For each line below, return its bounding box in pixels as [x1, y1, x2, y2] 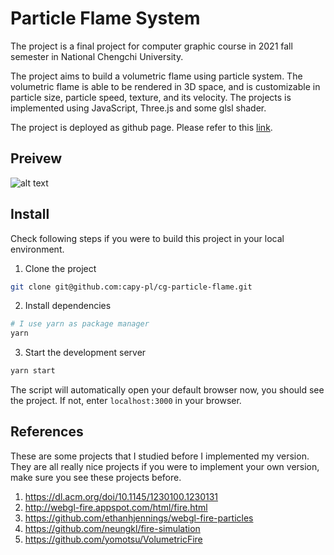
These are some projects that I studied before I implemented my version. [10, 450, 310, 462]
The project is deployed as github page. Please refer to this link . [10, 121, 273, 133]
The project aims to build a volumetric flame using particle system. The [10, 70, 303, 82]
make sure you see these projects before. [10, 471, 182, 483]
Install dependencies [24, 300, 112, 312]
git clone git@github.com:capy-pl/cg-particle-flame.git [10, 282, 253, 292]
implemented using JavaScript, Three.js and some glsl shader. [10, 102, 267, 114]
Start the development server [24, 347, 147, 359]
